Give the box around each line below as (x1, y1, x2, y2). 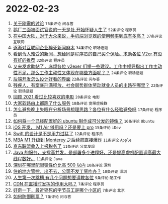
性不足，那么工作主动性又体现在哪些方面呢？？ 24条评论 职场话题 (13, 69, 144, 75)
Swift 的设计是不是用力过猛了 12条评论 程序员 (13, 130, 103, 136)
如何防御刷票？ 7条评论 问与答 (13, 193, 72, 199)
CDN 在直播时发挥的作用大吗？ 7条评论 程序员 (13, 180, 105, 186)
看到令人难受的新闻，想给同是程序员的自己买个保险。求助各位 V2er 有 (13, 51, 158, 57)
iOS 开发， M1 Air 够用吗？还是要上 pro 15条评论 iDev (13, 124, 121, 130)
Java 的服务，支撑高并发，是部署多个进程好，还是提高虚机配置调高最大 (13, 149, 161, 155)
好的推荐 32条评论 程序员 (17, 57, 65, 63)
